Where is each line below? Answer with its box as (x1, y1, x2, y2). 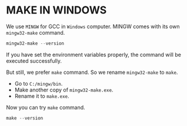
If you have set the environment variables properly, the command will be (6, 51, 181, 58)
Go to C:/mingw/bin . (14, 80, 63, 87)
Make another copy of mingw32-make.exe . (14, 86, 113, 93)
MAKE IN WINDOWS (6, 4, 107, 17)
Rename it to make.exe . (14, 92, 69, 100)
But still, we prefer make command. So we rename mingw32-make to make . (6, 69, 178, 76)
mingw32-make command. (6, 29, 65, 36)
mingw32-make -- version (6, 40, 65, 46)
